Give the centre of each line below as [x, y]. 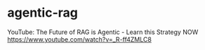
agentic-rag [43, 13]
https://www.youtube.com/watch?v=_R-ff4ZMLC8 [80, 39]
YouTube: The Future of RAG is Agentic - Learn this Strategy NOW [103, 32]
